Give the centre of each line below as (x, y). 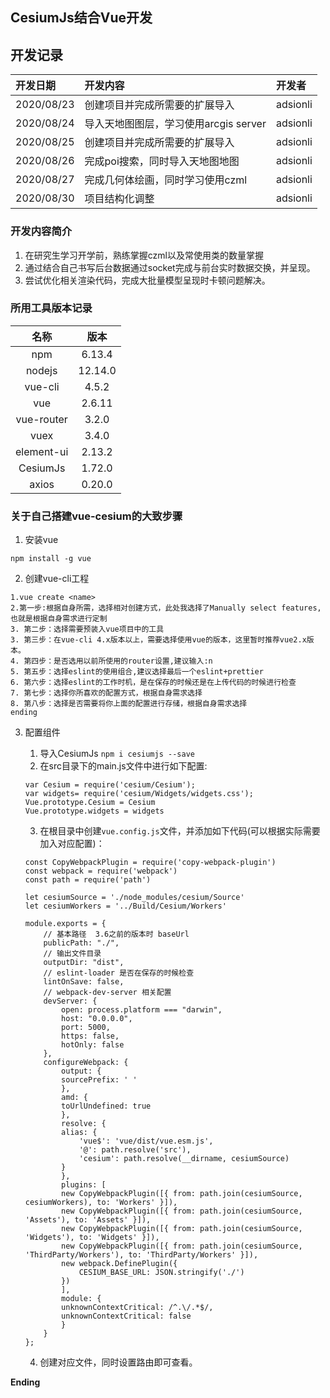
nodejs (41, 370)
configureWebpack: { (86, 1063)
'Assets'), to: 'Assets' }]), (88, 1220)
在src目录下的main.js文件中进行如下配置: (123, 766)
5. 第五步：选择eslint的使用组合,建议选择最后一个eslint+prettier (137, 672)
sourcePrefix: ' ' (99, 1080)
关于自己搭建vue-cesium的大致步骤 (96, 516)
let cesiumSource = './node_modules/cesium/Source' (134, 898)
